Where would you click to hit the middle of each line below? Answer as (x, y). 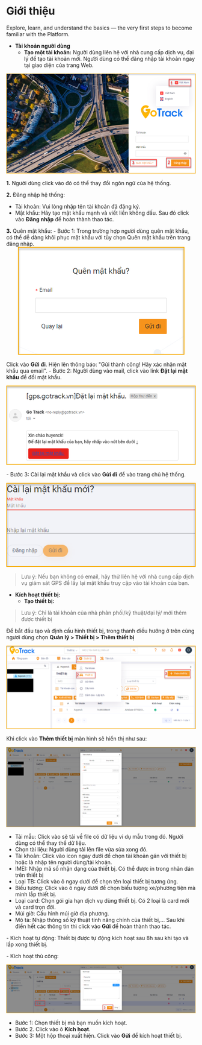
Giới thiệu (31, 11)
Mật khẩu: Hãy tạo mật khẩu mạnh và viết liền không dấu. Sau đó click (102, 213)
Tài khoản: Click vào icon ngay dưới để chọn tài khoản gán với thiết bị (101, 856)
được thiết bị (36, 619)
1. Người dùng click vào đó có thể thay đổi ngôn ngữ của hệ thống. (89, 183)
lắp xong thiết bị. (27, 944)
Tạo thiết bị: (39, 601)
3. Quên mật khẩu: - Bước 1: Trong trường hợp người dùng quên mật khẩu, (98, 231)
